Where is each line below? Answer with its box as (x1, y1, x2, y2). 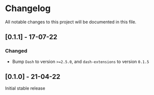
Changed (5, 47, 28, 54)
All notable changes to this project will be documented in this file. (5, 19, 137, 25)
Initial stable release (5, 85, 45, 91)
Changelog (5, 3, 51, 14)
